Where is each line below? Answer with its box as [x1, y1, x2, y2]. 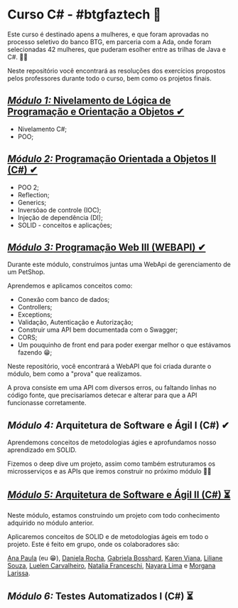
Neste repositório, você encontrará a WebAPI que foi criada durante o [7, 362, 212, 371]
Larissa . [7, 569, 31, 577]
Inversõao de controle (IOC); [17, 206, 102, 214]
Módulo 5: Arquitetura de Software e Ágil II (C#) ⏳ [7, 488, 231, 500]
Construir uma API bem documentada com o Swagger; [17, 325, 178, 334]
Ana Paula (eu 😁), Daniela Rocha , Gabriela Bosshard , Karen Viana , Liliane [7, 554, 223, 562]
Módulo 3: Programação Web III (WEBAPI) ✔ [7, 241, 206, 253]
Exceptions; [17, 310, 53, 319]
